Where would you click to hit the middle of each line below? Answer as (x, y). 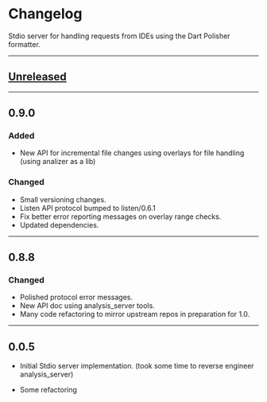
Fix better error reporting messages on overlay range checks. (120, 217)
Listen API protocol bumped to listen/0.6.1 (88, 208)
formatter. (25, 44)
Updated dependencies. (59, 224)
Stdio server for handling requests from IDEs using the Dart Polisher (119, 36)
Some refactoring (48, 390)
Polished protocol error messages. (76, 297)
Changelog (45, 14)
